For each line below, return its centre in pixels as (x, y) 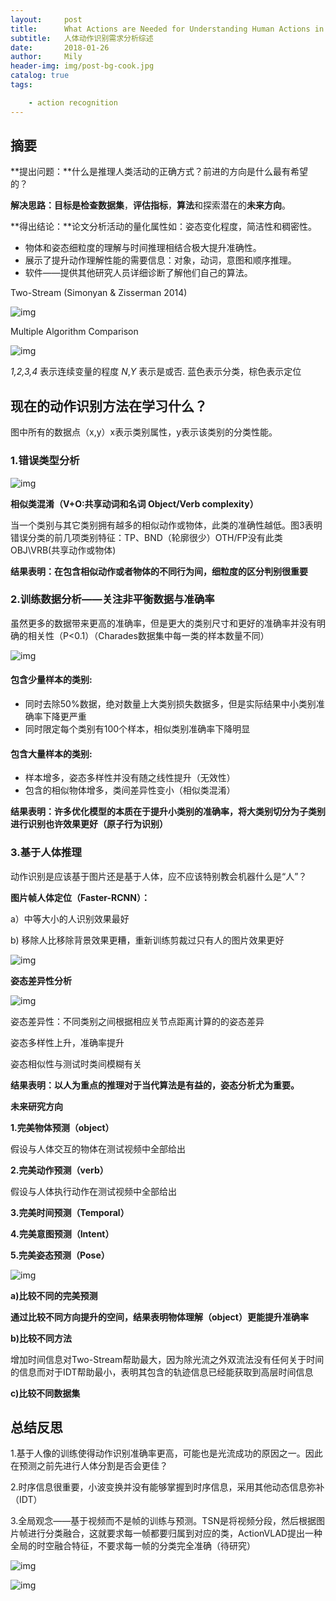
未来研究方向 (36, 1106)
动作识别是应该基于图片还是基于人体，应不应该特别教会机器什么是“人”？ (159, 876)
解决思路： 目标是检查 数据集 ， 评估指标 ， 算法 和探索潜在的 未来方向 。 (150, 205)
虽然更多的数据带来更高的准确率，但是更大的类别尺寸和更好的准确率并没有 (163, 623)
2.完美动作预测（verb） (59, 1170)
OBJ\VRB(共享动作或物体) (63, 550)
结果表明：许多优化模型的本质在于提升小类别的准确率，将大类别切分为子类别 (168, 812)
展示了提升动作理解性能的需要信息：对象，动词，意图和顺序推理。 (160, 260)
